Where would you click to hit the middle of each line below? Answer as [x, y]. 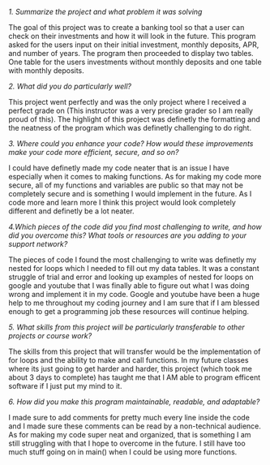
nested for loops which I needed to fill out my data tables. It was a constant [134, 268]
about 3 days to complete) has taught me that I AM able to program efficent [135, 377]
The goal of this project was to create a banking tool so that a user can [126, 27]
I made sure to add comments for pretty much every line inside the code [129, 418]
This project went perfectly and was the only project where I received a [128, 102]
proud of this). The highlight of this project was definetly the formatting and [135, 119]
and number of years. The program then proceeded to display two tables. [131, 53]
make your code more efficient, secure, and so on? [94, 152]
